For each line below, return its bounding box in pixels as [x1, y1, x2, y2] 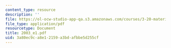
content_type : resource [5, 7, 56, 12]
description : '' [5, 12, 40, 17]
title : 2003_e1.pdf [5, 30, 47, 35]
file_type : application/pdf [5, 21, 65, 26]
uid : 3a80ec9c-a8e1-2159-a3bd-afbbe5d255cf [5, 35, 99, 40]
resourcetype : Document [5, 26, 56, 31]
